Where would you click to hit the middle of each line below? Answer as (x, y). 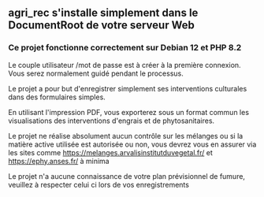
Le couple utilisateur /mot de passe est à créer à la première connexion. (125, 65)
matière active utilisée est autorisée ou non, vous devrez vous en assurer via (132, 144)
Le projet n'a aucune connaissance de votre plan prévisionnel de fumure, (127, 176)
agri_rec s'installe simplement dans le (103, 13)
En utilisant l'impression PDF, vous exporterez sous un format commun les (129, 112)
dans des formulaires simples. (57, 97)
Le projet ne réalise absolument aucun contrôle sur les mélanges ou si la (126, 136)
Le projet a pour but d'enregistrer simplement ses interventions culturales (128, 88)
